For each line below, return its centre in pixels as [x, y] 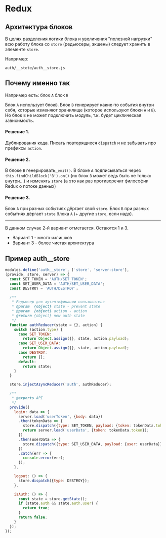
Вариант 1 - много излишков [42, 238]
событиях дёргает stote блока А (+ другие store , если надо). [69, 214]
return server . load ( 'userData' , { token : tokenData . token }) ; [86, 430]
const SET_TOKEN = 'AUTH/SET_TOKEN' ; [48, 279]
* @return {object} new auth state [48, 316]
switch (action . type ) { [39, 329]
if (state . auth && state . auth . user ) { [58, 503]
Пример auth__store [38, 258]
